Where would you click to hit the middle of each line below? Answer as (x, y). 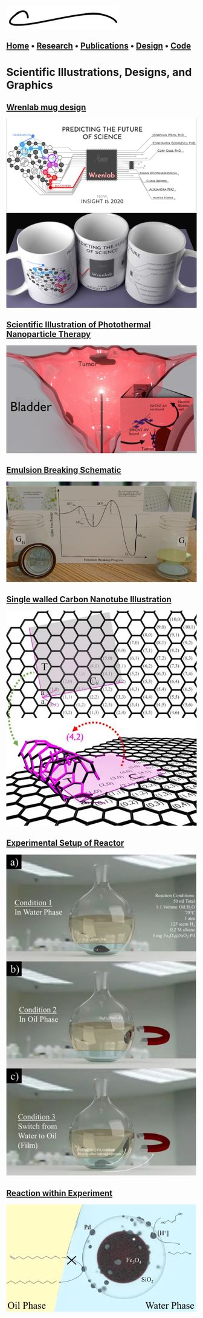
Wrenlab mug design (46, 107)
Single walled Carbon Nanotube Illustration (89, 599)
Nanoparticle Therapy (49, 334)
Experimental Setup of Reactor (65, 843)
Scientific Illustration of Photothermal (79, 324)
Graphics (30, 85)
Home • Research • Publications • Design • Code (99, 46)
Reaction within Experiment (60, 1193)
